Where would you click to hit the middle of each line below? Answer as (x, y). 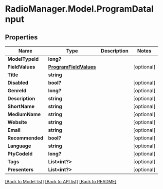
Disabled (18, 83)
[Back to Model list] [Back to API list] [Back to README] (61, 181)
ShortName (21, 106)
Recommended (26, 138)
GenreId (17, 91)
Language (19, 146)
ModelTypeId (23, 59)
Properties (21, 37)
